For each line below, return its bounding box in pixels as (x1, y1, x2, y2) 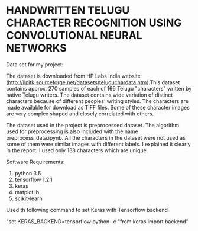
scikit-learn (14, 195, 43, 202)
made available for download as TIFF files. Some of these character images (6, 104, 190, 111)
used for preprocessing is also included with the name (6, 128, 139, 135)
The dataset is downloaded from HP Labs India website (6, 72, 141, 79)
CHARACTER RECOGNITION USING (6, 16, 182, 30)
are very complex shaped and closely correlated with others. (6, 110, 154, 117)
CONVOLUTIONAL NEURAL (6, 29, 143, 42)
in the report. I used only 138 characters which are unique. (6, 146, 148, 154)
